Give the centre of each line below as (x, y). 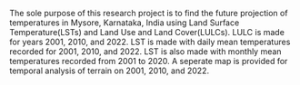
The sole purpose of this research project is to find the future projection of (149, 13)
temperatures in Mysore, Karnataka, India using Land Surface (125, 23)
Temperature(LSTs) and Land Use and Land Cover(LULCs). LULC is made (147, 32)
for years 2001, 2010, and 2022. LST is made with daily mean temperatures (150, 42)
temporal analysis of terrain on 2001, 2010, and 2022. (110, 71)
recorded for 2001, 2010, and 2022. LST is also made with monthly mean (145, 52)
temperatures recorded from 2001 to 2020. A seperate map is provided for (149, 61)
